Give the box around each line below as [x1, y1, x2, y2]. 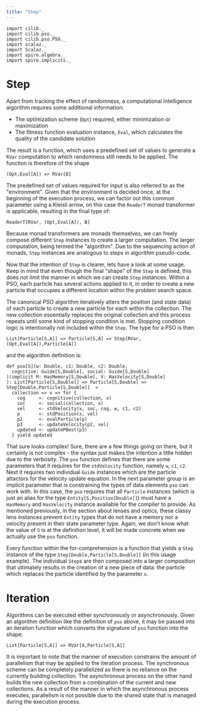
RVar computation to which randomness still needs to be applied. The [6, 152, 178, 160]
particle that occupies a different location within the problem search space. [6, 286, 193, 293]
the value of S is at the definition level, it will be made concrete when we [6, 526, 185, 533]
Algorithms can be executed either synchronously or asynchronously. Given [6, 611, 195, 618]
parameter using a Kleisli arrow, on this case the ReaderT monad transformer [6, 201, 195, 208]
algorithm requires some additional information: [6, 103, 124, 111]
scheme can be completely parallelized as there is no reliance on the [6, 666, 177, 673]
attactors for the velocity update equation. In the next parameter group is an [6, 474, 195, 482]
